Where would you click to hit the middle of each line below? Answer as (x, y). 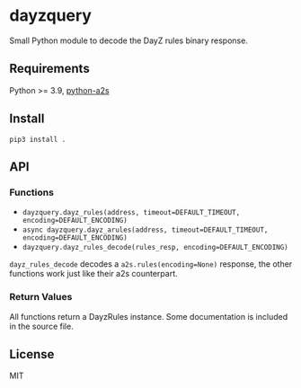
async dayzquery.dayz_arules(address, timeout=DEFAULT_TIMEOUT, (145, 230)
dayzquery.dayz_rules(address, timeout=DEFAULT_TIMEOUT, (131, 213)
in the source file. (41, 326)
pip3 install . (38, 139)
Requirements (49, 69)
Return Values (41, 297)
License (32, 354)
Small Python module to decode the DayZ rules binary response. (129, 40)
